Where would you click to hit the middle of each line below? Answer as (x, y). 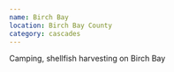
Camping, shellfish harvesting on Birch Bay (87, 59)
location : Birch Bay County (61, 25)
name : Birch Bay (39, 17)
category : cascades (45, 33)
